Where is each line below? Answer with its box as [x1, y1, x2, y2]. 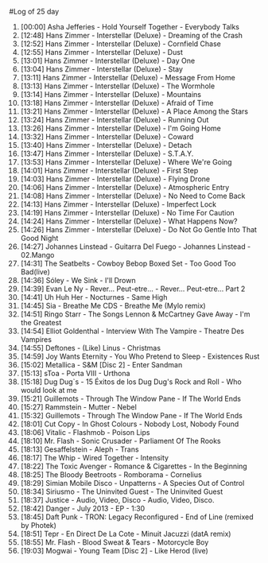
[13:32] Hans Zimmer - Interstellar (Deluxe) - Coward [20, 132, 194, 142]
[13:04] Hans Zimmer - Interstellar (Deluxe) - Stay [20, 64, 184, 74]
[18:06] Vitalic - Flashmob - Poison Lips [20, 428, 150, 437]
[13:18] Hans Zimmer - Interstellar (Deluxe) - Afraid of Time [20, 99, 214, 107]
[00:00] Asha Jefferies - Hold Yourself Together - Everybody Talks [20, 22, 239, 31]
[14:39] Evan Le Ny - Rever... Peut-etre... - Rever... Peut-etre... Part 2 [20, 284, 246, 293]
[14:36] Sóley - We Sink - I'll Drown [20, 276, 136, 285]
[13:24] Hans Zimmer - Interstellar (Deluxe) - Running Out [20, 115, 209, 124]
